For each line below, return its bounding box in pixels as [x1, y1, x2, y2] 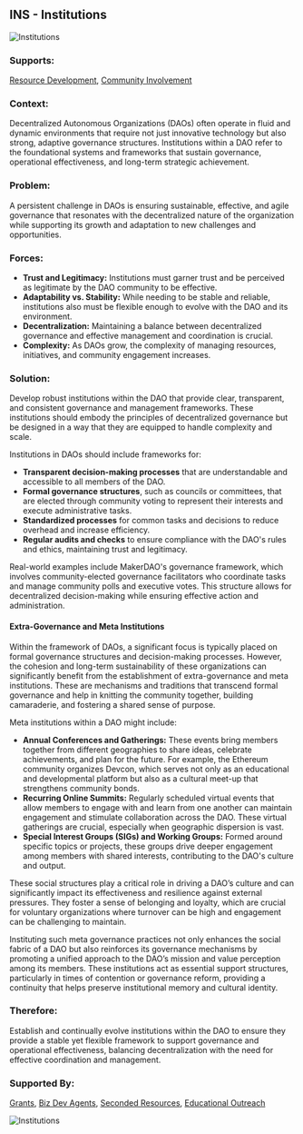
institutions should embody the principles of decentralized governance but [9, 413, 288, 423]
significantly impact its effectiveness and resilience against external [9, 887, 263, 898]
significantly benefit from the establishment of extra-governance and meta [9, 670, 288, 681]
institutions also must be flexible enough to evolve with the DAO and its [22, 302, 288, 312]
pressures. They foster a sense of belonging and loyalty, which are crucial [9, 897, 286, 908]
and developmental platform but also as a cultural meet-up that [22, 772, 259, 784]
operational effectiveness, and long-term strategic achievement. [9, 156, 249, 167]
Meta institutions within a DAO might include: [9, 717, 177, 728]
